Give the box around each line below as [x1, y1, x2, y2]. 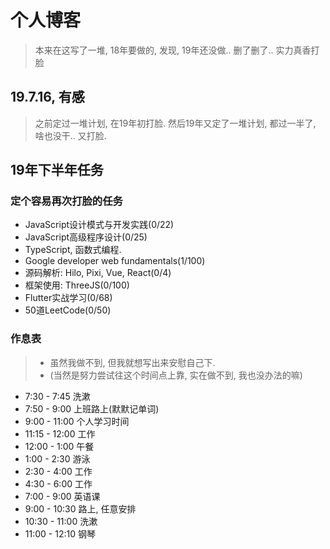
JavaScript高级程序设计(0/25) [24, 231, 148, 243]
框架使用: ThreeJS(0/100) [24, 279, 130, 291]
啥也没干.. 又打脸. [34, 129, 107, 141]
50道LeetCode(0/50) [24, 304, 112, 316]
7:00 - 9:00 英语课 [24, 490, 101, 502]
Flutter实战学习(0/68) [24, 292, 113, 304]
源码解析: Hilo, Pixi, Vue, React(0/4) [24, 267, 172, 279]
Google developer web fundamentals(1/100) [24, 255, 206, 267]
